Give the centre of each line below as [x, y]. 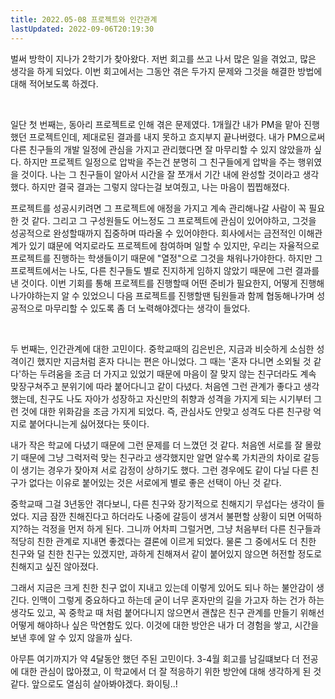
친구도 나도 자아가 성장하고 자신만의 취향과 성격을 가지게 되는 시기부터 [175, 398]
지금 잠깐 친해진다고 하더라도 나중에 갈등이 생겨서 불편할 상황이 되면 [163, 516]
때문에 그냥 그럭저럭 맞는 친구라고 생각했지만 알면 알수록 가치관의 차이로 [161, 457]
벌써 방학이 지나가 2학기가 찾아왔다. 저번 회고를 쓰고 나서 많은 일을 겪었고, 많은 [163, 58]
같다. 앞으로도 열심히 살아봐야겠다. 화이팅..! [94, 683]
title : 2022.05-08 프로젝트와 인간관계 [84, 19]
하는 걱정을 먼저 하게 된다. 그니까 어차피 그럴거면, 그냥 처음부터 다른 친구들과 [172, 528]
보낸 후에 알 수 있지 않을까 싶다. [71, 637]
